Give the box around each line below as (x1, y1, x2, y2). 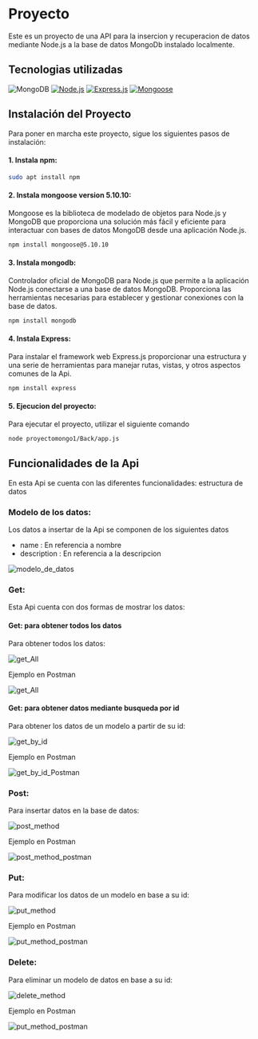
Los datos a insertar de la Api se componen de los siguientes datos (8, 525, 229, 534)
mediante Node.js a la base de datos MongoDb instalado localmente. (8, 39, 235, 49)
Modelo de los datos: (8, 506, 92, 518)
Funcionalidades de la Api (8, 457, 140, 470)
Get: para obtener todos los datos (8, 621, 122, 630)
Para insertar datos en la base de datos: (8, 805, 140, 816)
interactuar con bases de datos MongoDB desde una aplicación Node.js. (8, 225, 248, 234)
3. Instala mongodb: (8, 258, 77, 268)
